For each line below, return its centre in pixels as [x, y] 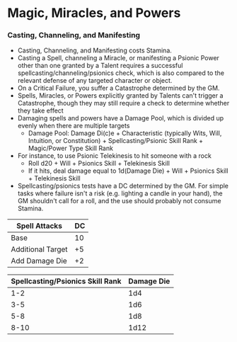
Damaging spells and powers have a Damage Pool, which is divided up [121, 118]
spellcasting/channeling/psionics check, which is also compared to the [121, 73]
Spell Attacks [39, 226]
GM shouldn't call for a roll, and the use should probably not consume [119, 201]
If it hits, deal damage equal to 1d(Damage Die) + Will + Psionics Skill [128, 171]
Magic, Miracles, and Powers [94, 13]
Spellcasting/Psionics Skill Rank [66, 281]
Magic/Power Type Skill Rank [70, 148]
